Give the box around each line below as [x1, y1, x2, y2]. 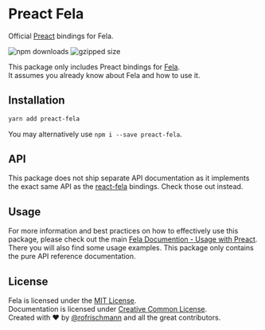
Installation [8, 93, 65, 108]
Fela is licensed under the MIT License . [8, 296, 137, 305]
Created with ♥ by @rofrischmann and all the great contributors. [8, 312, 221, 323]
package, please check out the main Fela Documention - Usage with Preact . [8, 234, 258, 244]
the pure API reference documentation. [8, 252, 137, 261]
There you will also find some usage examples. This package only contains [8, 243, 255, 253]
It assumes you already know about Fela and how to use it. [8, 70, 201, 80]
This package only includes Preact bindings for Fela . [8, 61, 181, 72]
